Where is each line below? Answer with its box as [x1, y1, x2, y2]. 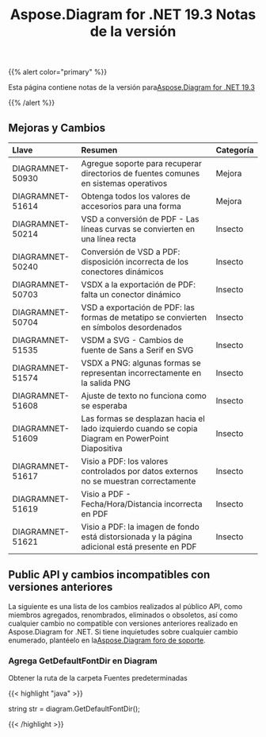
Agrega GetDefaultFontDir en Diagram [8, 655, 158, 666]
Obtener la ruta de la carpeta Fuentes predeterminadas [8, 673, 188, 683]
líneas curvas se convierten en [81, 224, 196, 234]
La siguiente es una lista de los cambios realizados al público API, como [8, 601, 243, 611]
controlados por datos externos [81, 466, 199, 477]
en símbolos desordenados [81, 322, 182, 333]
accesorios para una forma [81, 201, 182, 211]
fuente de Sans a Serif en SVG [81, 345, 194, 355]
